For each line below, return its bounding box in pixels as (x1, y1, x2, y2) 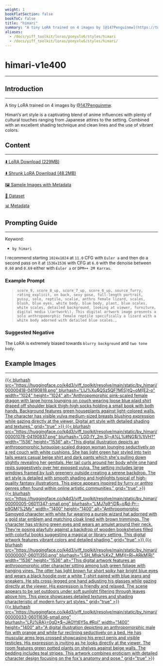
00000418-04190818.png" (5, 387, 58, 393)
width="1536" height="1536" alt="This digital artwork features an (5, 557, 136, 563)
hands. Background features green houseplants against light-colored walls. (5, 408, 155, 414)
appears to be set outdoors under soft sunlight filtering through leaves (5, 588, 146, 594)
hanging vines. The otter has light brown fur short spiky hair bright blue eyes (5, 568, 158, 573)
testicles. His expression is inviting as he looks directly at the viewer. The (5, 640, 151, 646)
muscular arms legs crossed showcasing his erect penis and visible (5, 634, 140, 640)
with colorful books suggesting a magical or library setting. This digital (5, 532, 146, 537)
